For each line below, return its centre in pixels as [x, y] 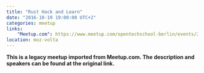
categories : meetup [31, 23]
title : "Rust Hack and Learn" [45, 12]
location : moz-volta [32, 40]
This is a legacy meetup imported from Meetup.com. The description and [100, 57]
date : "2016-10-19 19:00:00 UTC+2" [51, 17]
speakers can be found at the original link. [60, 63]
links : [15, 29]
